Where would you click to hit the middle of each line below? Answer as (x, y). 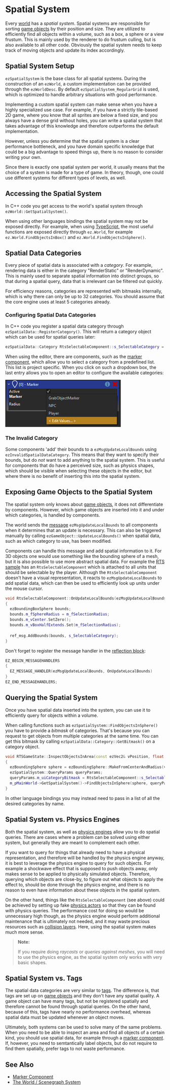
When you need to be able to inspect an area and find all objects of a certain (85, 1033)
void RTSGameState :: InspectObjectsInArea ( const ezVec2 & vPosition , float (85, 756)
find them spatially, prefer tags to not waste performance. (65, 1048)
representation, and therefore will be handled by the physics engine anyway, (85, 858)
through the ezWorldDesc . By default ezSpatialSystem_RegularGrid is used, (82, 89)
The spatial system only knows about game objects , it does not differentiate (84, 504)
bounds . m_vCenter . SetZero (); (40, 620)
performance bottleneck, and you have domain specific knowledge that (80, 146)
